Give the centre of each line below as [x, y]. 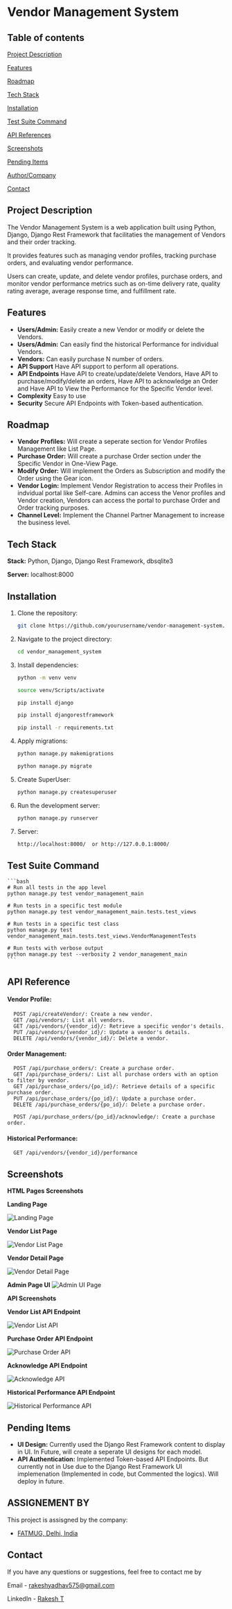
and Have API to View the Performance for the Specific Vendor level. [115, 388]
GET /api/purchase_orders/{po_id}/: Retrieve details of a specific [114, 1087]
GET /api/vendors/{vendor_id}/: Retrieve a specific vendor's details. [119, 1026]
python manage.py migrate [54, 766]
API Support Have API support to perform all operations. [98, 366]
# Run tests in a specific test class [63, 924]
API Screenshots [32, 1298]
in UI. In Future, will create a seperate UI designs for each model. [110, 1452]
